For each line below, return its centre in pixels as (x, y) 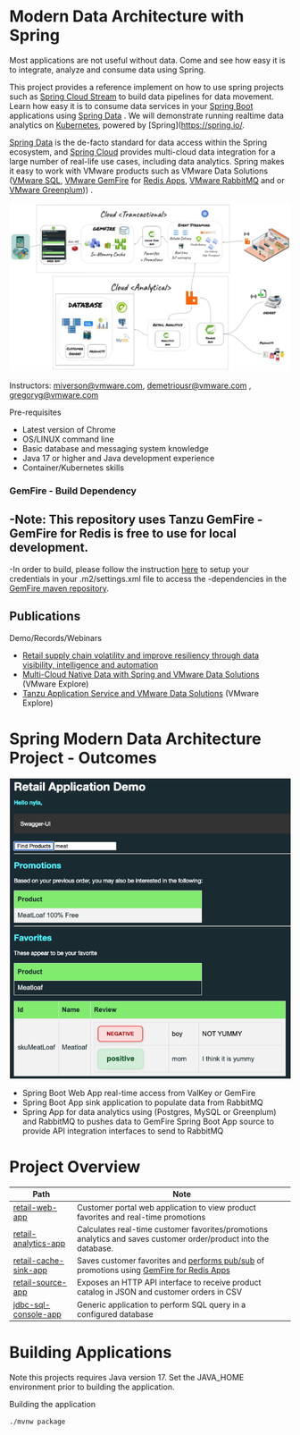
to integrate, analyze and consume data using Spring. (108, 70)
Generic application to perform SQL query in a (162, 1304)
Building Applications (91, 1353)
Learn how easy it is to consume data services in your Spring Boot (131, 106)
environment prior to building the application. (92, 1387)
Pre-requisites (35, 412)
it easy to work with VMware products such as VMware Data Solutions (139, 171)
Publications (45, 616)
